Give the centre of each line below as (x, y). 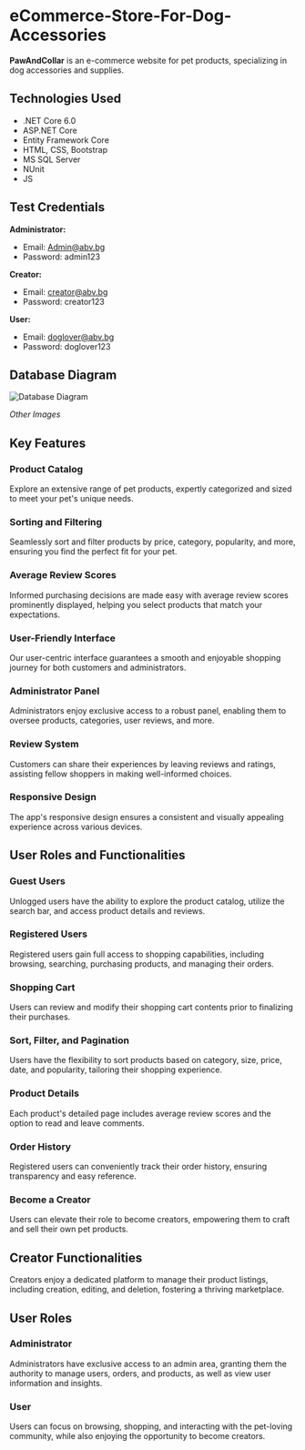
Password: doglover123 (66, 346)
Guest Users (37, 881)
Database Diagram (63, 375)
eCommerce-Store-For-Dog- (121, 16)
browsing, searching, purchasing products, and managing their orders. (142, 963)
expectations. (35, 614)
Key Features (48, 443)
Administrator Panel (55, 691)
